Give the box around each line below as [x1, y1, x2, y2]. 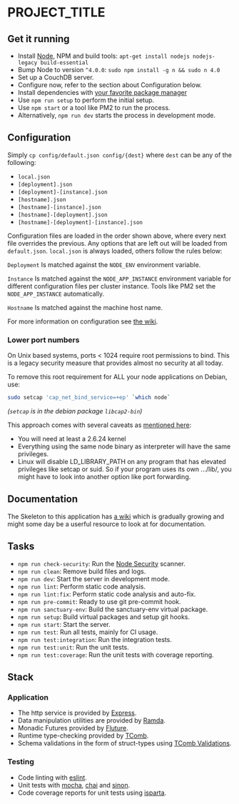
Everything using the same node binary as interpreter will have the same [17, 442, 231, 451]
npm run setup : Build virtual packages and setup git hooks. [17, 612, 190, 621]
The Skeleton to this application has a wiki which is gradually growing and [7, 512, 225, 521]
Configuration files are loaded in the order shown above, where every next [7, 231, 226, 240]
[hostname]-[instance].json [17, 203, 101, 211]
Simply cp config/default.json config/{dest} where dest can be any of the [7, 151, 232, 159]
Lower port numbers [7, 335, 80, 345]
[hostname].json [17, 196, 66, 203]
